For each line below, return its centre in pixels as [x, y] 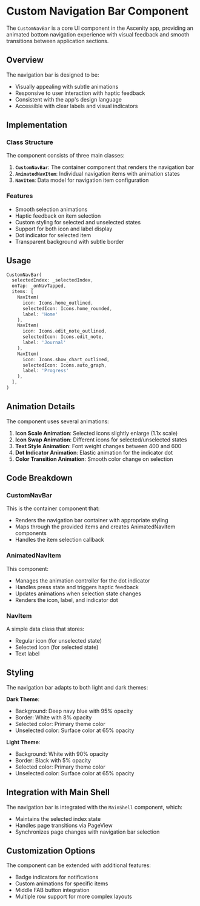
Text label [27, 654]
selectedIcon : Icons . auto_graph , [65, 365]
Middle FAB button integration [52, 890]
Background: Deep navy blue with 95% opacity [74, 711]
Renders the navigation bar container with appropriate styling [92, 520]
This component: [27, 569]
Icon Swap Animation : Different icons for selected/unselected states [101, 440]
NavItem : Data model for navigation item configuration [82, 180]
